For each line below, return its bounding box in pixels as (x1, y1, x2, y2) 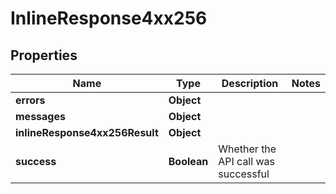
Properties (10, 47, 78, 64)
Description (221, 77, 279, 90)
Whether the (218, 142, 277, 156)
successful (218, 167, 270, 181)
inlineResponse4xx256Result (15, 126, 159, 139)
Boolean (168, 155, 209, 168)
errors (15, 93, 46, 107)
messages (15, 110, 66, 123)
